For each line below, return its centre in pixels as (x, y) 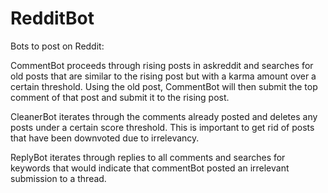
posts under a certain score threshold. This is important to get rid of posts (162, 127)
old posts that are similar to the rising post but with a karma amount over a (163, 76)
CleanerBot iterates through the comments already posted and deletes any (164, 116)
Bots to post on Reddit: (57, 46)
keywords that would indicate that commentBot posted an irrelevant (150, 168)
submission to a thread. (58, 178)
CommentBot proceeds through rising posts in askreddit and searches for (162, 65)
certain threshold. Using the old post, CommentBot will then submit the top (164, 86)
